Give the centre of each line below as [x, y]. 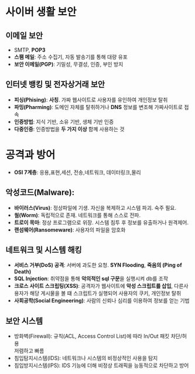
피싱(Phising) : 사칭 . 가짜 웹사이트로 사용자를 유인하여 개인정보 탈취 [91, 100]
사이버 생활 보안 [41, 12]
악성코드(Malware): [40, 193]
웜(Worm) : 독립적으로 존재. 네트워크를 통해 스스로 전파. [77, 215]
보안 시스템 [24, 321]
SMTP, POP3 [30, 50]
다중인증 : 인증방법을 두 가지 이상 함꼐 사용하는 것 [69, 129]
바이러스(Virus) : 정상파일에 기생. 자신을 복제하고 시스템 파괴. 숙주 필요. [95, 208]
